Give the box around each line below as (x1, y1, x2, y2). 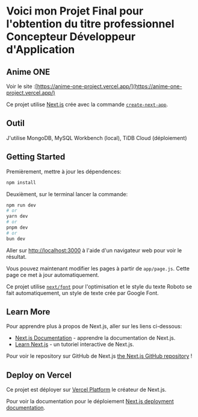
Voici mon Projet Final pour (6, 4, 144, 18)
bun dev (6, 235, 26, 242)
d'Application (6, 43, 75, 57)
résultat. (6, 253, 27, 260)
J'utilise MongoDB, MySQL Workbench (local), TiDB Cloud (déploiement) (6, 134, 187, 141)
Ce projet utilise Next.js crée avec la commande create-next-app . (6, 101, 169, 108)
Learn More (6, 307, 51, 317)
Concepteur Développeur (6, 30, 136, 43)
